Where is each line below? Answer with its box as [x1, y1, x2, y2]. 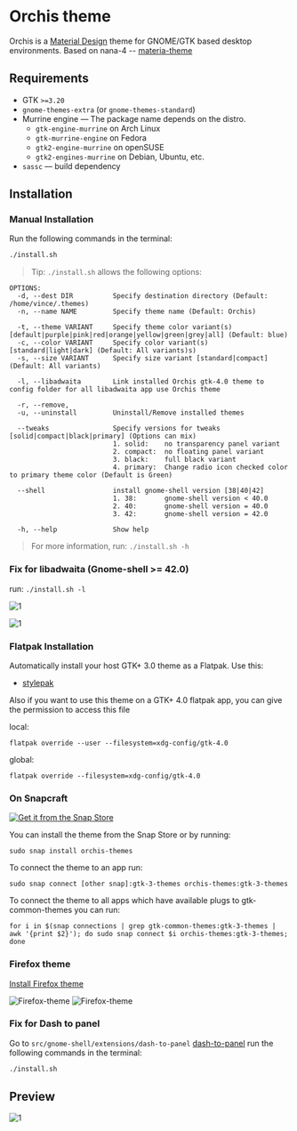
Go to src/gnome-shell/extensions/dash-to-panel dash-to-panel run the [9, 1038, 274, 1048]
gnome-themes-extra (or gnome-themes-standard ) [21, 104, 196, 115]
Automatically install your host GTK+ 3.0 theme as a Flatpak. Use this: [9, 660, 264, 671]
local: [9, 721, 29, 731]
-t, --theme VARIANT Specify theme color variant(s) [17, 323, 233, 332]
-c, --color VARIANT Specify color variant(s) [17, 338, 209, 348]
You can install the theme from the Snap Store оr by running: [9, 829, 231, 840]
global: [9, 754, 35, 764]
